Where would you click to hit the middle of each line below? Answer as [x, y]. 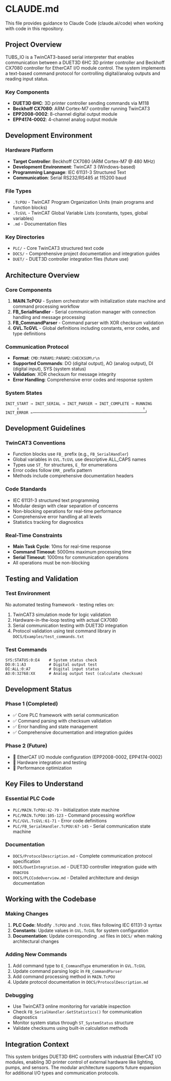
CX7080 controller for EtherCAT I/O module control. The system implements [85, 68]
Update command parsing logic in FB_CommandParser [67, 971]
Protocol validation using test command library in [64, 631]
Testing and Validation [42, 579]
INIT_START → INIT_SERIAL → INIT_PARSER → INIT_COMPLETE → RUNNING [79, 404]
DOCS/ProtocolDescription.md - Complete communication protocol [82, 856]
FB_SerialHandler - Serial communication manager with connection [84, 312]
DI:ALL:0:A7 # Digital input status [52, 669]
